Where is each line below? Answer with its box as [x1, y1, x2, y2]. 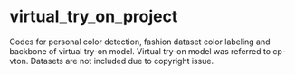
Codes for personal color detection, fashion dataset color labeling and [9, 36, 271, 47]
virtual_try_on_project [9, 6, 178, 27]
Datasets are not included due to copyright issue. [30, 55, 214, 66]
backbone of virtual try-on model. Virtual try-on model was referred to [9, 45, 271, 56]
